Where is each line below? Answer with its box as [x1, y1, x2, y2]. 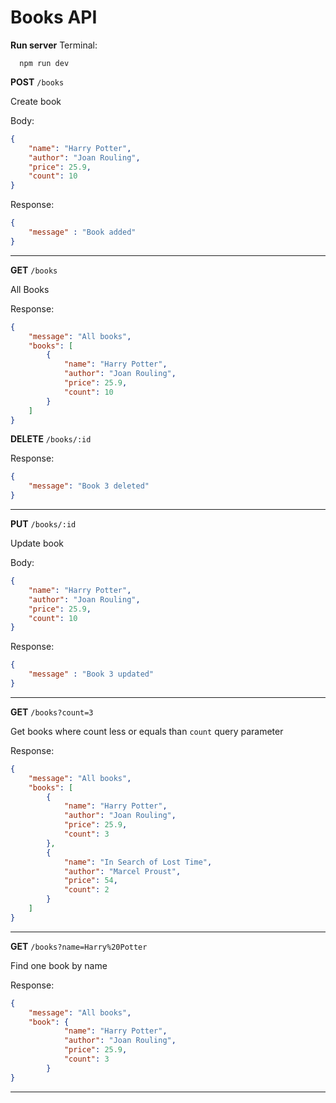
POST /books [10, 76, 65, 88]
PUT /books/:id [10, 518, 77, 530]
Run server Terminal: [10, 39, 98, 51]
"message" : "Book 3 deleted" [28, 481, 150, 491]
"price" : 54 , [63, 876, 118, 886]
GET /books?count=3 [10, 706, 94, 718]
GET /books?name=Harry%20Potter [10, 940, 148, 952]
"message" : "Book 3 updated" [28, 669, 155, 680]
